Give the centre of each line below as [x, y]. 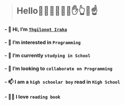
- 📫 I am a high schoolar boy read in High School [62, 82]
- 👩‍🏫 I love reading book [33, 97]
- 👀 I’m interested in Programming [43, 42]
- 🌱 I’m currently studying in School [47, 55]
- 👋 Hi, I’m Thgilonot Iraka [36, 30]
